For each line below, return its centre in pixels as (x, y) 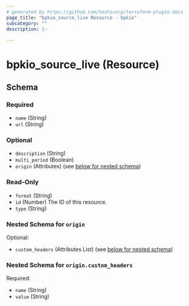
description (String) (40, 154)
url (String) (29, 124)
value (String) (32, 297)
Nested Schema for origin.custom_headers (70, 265)
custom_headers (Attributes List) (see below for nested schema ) (94, 249)
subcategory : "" (27, 23)
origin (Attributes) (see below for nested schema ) (78, 166)
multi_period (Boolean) (44, 160)
